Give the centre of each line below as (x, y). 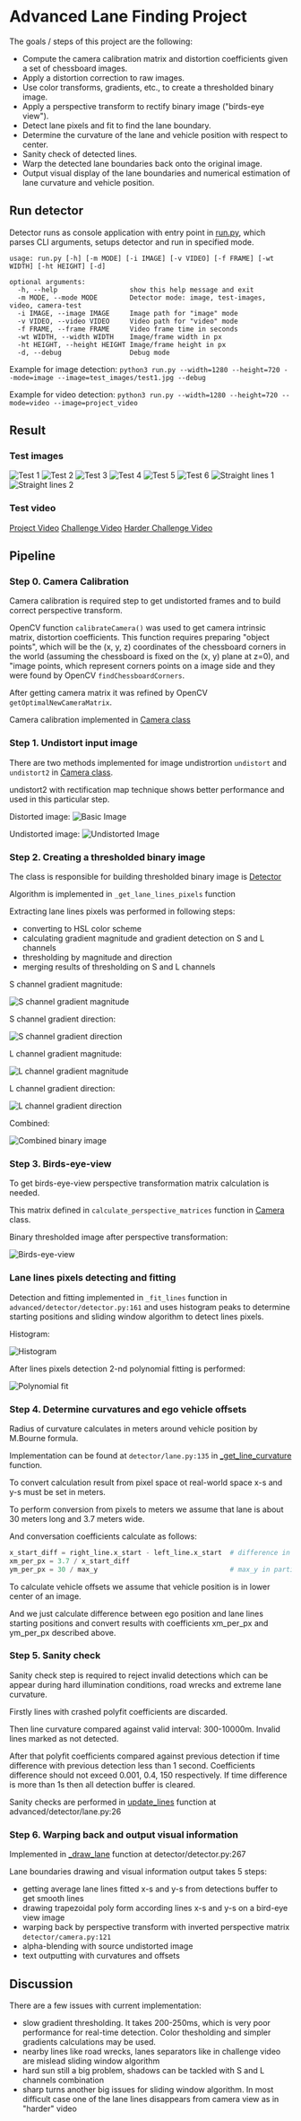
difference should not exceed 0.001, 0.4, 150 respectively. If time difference (148, 1775)
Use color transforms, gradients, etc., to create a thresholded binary (148, 87)
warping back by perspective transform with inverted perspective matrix (156, 1927)
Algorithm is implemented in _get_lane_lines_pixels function (122, 894)
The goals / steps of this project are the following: (101, 41)
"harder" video (50, 2108)
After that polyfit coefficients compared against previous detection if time (145, 1756)
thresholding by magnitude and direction (97, 958)
